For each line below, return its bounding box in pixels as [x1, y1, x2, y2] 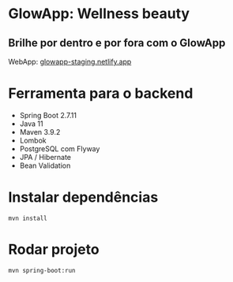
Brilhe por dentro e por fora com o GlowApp [8, 36, 226, 50]
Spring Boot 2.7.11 [19, 110, 77, 120]
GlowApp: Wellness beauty [8, 5, 190, 23]
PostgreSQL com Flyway [19, 143, 100, 154]
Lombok [19, 135, 47, 145]
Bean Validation [19, 161, 71, 170]
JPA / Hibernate [19, 152, 72, 161]
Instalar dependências [8, 188, 159, 206]
